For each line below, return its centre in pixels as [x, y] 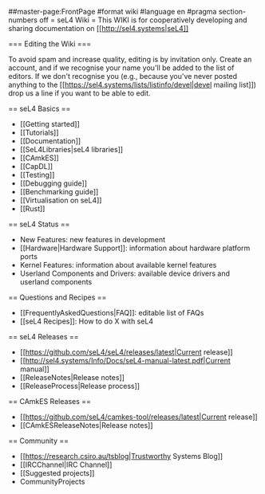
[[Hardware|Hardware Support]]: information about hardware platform [135, 248]
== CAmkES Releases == [50, 401]
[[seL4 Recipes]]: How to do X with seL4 [87, 321]
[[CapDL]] [36, 166]
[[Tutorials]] [39, 132]
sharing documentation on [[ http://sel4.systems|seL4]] [99, 28]
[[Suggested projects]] [57, 473]
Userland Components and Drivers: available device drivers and [125, 273]
